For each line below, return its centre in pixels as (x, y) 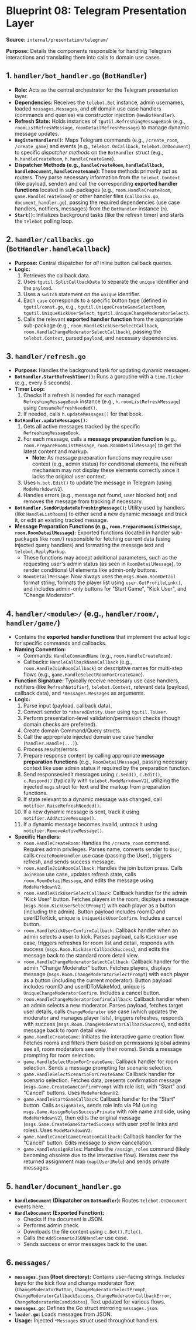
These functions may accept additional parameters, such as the (100, 558)
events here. (30, 1207)
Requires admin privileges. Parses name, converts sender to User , (103, 849)
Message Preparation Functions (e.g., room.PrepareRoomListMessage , (98, 527)
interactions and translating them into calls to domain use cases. (84, 57)
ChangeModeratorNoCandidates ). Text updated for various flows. (90, 1301)
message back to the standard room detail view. (81, 956)
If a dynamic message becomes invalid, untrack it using (90, 825)
